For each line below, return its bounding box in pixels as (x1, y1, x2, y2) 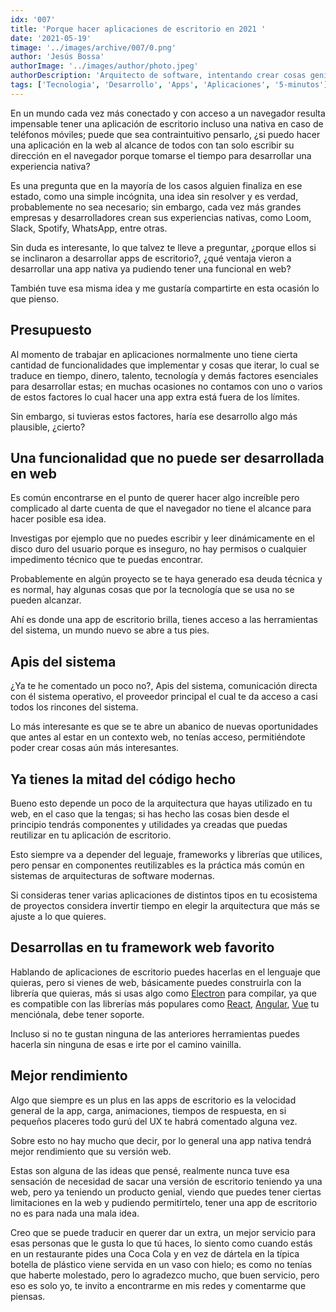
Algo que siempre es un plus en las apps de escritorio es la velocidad (10, 1094, 297, 1106)
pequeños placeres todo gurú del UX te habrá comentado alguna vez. (10, 1115, 298, 1127)
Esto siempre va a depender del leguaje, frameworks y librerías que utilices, (10, 849, 323, 860)
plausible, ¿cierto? (10, 421, 86, 433)
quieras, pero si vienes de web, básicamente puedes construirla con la (10, 976, 302, 988)
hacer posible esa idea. (10, 513, 107, 525)
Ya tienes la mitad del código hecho (10, 771, 237, 788)
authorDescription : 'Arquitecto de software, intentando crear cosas (10, 71, 307, 81)
